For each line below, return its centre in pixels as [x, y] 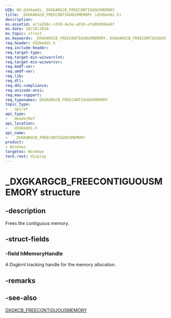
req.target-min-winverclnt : [35, 57]
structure [60, 192]
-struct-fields [27, 239]
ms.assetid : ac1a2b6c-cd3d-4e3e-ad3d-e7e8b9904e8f [60, 24]
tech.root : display [26, 156]
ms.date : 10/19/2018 [27, 29]
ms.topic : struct [24, 34]
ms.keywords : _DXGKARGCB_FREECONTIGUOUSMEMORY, [57, 39]
